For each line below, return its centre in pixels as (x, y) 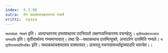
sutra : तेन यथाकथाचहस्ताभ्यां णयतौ (35, 15)
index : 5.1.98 (21, 10)
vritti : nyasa (21, 19)
